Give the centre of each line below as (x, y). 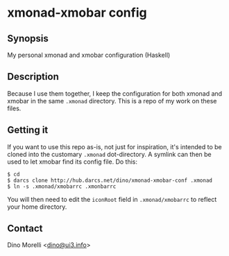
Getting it (28, 130)
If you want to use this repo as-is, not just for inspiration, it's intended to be (114, 146)
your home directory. (37, 207)
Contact (25, 229)
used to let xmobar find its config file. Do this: (72, 162)
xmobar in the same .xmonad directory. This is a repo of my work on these (112, 101)
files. (14, 108)
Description (33, 77)
